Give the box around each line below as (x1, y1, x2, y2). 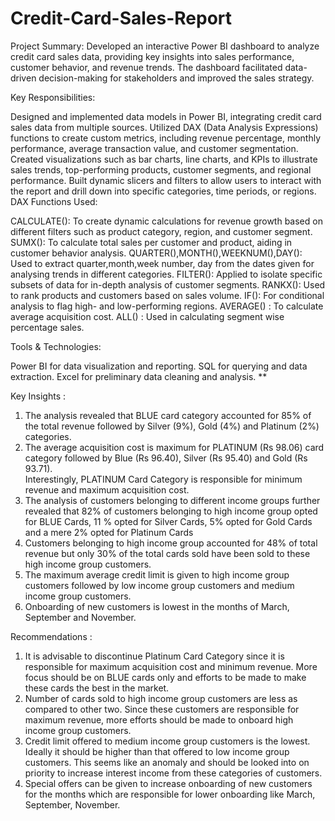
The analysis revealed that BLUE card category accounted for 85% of (24, 409, 312, 421)
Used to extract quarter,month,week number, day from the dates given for (10, 257, 315, 269)
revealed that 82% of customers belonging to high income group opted (24, 505, 318, 517)
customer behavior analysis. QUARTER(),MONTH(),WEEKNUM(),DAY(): (10, 247, 303, 259)
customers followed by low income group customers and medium (24, 579, 295, 591)
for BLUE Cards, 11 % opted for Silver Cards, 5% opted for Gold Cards (24, 515, 313, 527)
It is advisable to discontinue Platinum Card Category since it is (24, 650, 285, 662)
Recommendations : (10, 630, 93, 642)
